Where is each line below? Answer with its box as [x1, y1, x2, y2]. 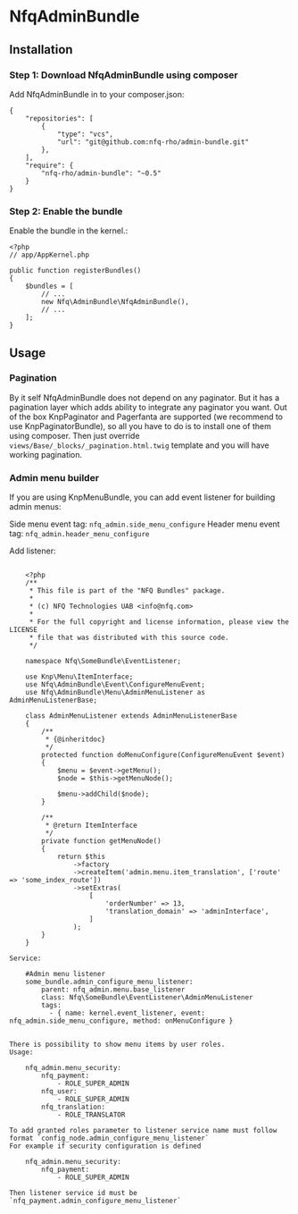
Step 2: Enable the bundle [9, 205, 123, 217]
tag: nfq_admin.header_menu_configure [9, 528, 150, 539]
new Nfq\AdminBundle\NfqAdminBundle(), [41, 298, 190, 307]
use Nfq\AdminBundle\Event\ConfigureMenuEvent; [25, 680, 205, 689]
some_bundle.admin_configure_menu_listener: [25, 977, 194, 987]
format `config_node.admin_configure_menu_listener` [9, 1134, 210, 1143]
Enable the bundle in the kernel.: [9, 225, 128, 236]
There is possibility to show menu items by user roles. [9, 1040, 226, 1050]
